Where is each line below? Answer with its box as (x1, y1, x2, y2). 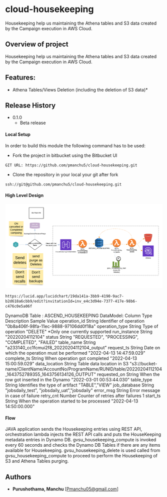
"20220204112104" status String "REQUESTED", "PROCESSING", (5, 334, 139, 340)
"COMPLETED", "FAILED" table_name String (5, 339, 96, 345)
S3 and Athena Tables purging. (5, 458, 69, 464)
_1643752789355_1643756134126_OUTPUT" (5, 371, 96, 377)
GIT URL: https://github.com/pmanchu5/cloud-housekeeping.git (5, 162, 137, 168)
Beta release (19, 120, 46, 126)
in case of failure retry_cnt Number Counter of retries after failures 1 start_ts (5, 393, 161, 399)
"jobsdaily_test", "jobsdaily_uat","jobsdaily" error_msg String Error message (5, 387, 160, 393)
